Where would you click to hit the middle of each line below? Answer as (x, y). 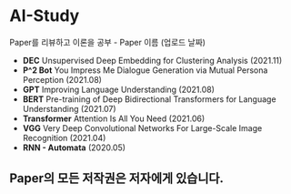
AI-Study (45, 16)
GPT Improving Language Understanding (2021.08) (119, 89)
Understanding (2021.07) (69, 108)
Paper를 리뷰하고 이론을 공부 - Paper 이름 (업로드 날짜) (108, 42)
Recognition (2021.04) (64, 138)
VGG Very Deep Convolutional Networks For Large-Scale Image (142, 128)
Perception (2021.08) (62, 79)
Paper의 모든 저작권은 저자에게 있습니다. (117, 179)
